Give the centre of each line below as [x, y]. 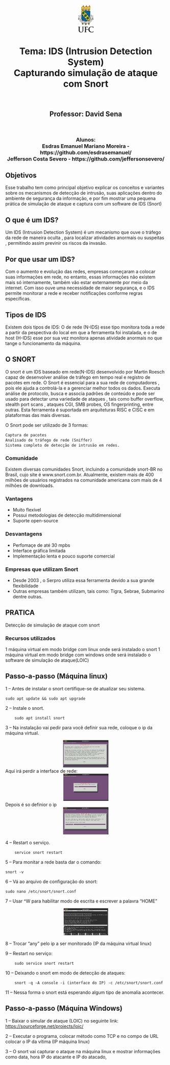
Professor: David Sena [86, 114]
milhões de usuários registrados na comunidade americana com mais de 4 [84, 480]
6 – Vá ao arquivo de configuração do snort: [52, 882]
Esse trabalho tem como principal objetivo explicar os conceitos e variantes [85, 188]
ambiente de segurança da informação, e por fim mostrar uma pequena [80, 198]
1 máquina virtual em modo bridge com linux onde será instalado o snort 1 [83, 650]
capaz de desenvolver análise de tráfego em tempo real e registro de [78, 377]
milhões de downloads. [30, 485]
